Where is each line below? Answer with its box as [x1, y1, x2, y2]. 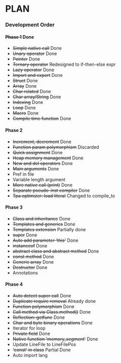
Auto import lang [12, 352, 48, 358]
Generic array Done [12, 259, 54, 265]
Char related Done [12, 89, 51, 95]
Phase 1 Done [5, 34, 34, 40]
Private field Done [12, 330, 51, 337]
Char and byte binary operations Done [12, 319, 93, 326]
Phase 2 [5, 127, 23, 133]
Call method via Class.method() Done [12, 309, 91, 315]
